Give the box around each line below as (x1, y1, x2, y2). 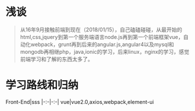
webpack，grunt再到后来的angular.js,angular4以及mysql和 (30, 41, 174, 48)
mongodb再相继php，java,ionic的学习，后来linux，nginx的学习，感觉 (20, 48, 190, 55)
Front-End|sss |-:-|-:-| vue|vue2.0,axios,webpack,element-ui (5, 98, 154, 105)
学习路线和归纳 (5, 79, 79, 92)
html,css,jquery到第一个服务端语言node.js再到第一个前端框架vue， (20, 33, 184, 40)
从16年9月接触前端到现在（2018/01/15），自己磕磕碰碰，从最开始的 (20, 26, 183, 33)
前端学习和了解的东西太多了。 (20, 56, 93, 63)
